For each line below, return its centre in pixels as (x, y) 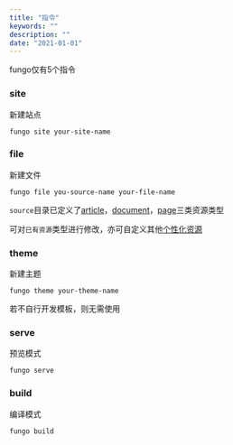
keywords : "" (34, 26)
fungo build (32, 431)
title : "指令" (35, 18)
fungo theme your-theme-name (64, 291)
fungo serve (32, 371)
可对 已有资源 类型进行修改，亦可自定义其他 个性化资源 (106, 229)
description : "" (40, 34)
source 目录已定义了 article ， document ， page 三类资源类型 (116, 209)
